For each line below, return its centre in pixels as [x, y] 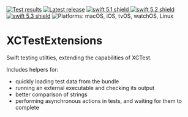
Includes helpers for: [32, 69]
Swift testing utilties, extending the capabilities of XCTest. [79, 58]
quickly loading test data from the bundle [67, 81]
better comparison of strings [51, 94]
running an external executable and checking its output [85, 88]
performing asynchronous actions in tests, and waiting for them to [99, 100]
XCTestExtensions [55, 41]
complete [27, 107]
